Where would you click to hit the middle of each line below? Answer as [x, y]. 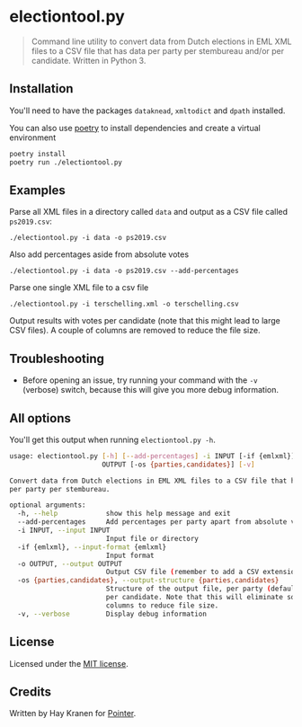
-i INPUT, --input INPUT [64, 531]
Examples [37, 190]
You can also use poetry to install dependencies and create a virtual [135, 128]
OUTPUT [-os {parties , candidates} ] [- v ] [178, 465]
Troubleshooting [57, 358]
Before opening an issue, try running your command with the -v [140, 380]
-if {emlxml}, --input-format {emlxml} [92, 547]
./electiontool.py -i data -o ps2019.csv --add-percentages [124, 271]
